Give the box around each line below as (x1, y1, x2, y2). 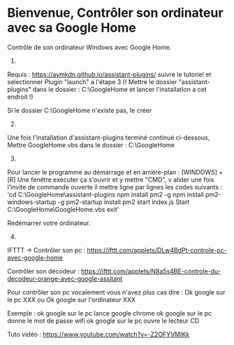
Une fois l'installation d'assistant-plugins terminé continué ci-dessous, (7, 133, 210, 142)
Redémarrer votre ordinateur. (7, 219, 91, 227)
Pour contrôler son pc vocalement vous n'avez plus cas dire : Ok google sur (7, 287, 226, 296)
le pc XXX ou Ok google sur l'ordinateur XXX (7, 295, 136, 304)
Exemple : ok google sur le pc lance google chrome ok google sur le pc (7, 309, 212, 317)
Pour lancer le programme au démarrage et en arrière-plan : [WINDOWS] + (7, 168, 224, 176)
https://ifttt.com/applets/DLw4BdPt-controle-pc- (87, 245, 227, 254)
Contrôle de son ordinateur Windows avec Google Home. (7, 43, 172, 51)
